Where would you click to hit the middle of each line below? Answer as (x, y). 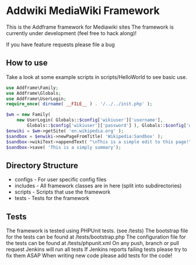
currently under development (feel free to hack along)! (71, 33)
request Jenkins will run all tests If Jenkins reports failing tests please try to (97, 249)
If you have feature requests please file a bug (60, 44)
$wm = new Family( (28, 115)
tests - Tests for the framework (52, 198)
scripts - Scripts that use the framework (62, 192)
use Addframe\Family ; (32, 88)
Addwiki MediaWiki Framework (83, 11)
